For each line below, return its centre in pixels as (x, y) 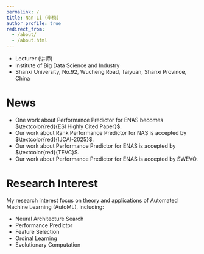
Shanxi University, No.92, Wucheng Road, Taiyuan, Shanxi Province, (101, 72)
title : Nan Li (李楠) (33, 18)
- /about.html (30, 40)
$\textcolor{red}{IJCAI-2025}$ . (55, 139)
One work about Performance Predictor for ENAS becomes (89, 120)
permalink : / (23, 12)
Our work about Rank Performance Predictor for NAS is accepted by (101, 132)
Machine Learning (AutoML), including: (55, 207)
